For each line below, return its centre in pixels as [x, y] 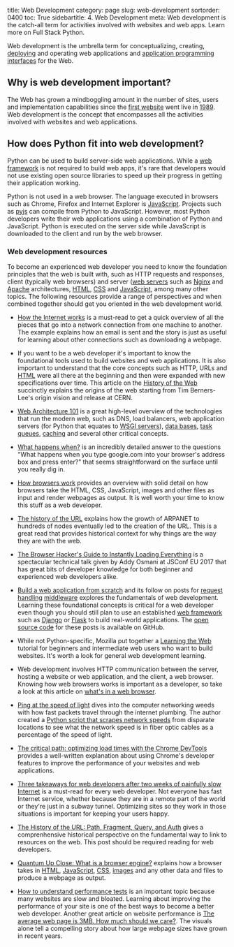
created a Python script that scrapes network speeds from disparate [116, 719]
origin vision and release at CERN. [83, 397]
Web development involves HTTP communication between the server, [118, 669]
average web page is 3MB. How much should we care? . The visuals [115, 920]
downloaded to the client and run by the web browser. [85, 233]
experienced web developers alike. [68, 576]
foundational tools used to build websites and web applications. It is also [122, 360]
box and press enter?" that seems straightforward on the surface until [118, 462]
